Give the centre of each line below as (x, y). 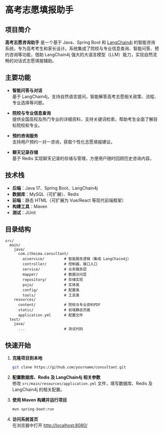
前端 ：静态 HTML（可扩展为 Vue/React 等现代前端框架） (69, 200)
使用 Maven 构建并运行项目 (40, 400)
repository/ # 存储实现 (53, 280)
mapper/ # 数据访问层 (55, 275)
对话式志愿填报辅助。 (35, 61)
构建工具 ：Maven (30, 206)
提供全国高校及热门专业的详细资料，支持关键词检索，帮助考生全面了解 (83, 119)
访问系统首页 (25, 419)
